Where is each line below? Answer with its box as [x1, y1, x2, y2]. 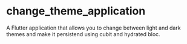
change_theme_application [6, 4, 146, 18]
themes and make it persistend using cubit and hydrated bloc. [6, 30, 160, 37]
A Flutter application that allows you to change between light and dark [6, 24, 181, 31]
